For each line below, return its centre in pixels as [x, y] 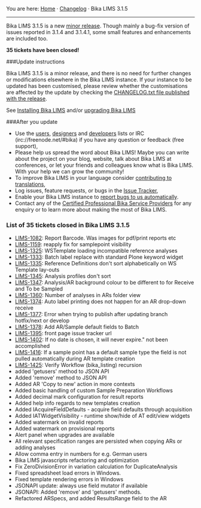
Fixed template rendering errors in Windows [69, 479]
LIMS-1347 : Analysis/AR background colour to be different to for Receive [104, 283]
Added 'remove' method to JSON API [61, 378]
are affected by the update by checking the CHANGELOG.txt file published [98, 92]
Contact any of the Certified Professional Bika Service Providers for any [103, 203]
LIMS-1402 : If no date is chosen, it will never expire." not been [92, 339]
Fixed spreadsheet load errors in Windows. [68, 473]
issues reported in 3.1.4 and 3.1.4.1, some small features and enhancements [99, 32]
